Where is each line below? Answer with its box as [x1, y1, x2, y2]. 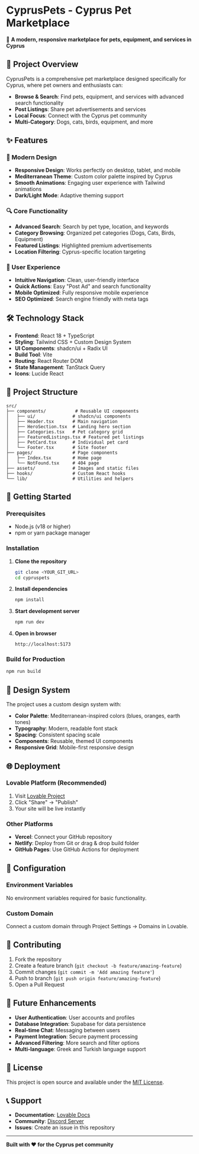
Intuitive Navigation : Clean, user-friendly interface [14, 277, 139, 284]
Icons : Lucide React [14, 369, 64, 377]
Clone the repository [14, 558, 67, 565]
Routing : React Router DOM [14, 357, 83, 364]
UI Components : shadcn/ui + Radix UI [14, 344, 108, 352]
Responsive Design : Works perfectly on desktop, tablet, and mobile [14, 167, 181, 174]
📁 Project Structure [6, 387, 78, 397]
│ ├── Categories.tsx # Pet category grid [6, 429, 123, 435]
